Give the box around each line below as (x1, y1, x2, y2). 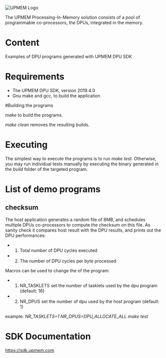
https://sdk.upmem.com (5, 347, 55, 353)
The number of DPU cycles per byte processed (19, 258, 117, 264)
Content (5, 37, 40, 48)
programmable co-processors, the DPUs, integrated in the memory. (5, 20, 144, 25)
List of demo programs (5, 184, 101, 195)
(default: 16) (19, 288, 45, 294)
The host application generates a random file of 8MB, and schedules (5, 217, 146, 223)
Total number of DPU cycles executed (19, 247, 98, 253)
